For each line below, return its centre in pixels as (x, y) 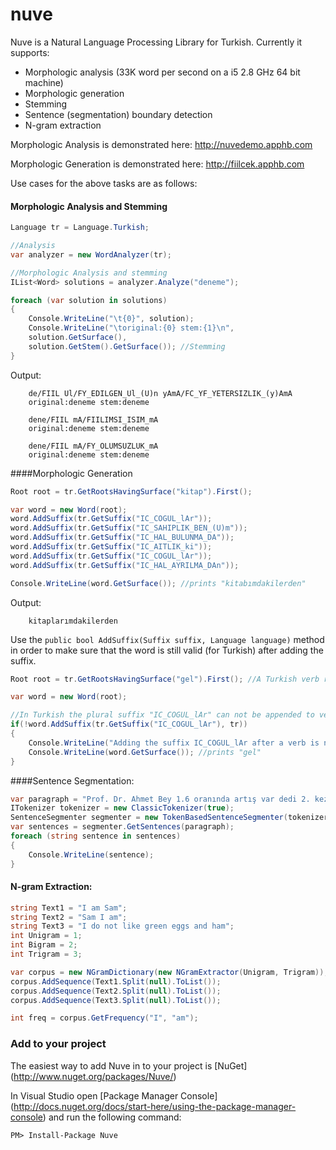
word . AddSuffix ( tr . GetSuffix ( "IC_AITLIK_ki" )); (111, 547)
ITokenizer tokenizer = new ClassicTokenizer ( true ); (122, 808)
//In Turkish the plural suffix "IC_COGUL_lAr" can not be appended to (162, 715)
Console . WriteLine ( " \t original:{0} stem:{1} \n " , (131, 328)
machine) (44, 82)
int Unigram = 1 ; (46, 936)
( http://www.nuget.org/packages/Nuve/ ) (93, 1076)
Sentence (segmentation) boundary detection (118, 114)
